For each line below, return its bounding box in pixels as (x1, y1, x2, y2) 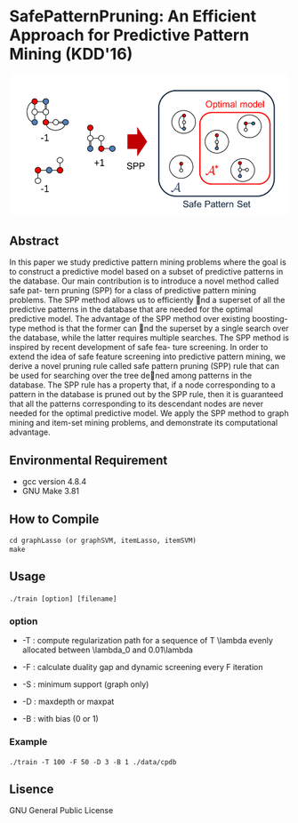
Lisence (9, 781, 54, 796)
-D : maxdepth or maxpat (21, 696, 115, 707)
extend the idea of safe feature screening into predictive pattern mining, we (9, 351, 286, 362)
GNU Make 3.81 (21, 486, 80, 497)
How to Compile (9, 511, 100, 526)
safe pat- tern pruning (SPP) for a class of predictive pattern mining (9, 285, 256, 296)
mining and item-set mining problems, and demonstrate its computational (9, 418, 278, 428)
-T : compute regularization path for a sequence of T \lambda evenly (21, 635, 274, 646)
